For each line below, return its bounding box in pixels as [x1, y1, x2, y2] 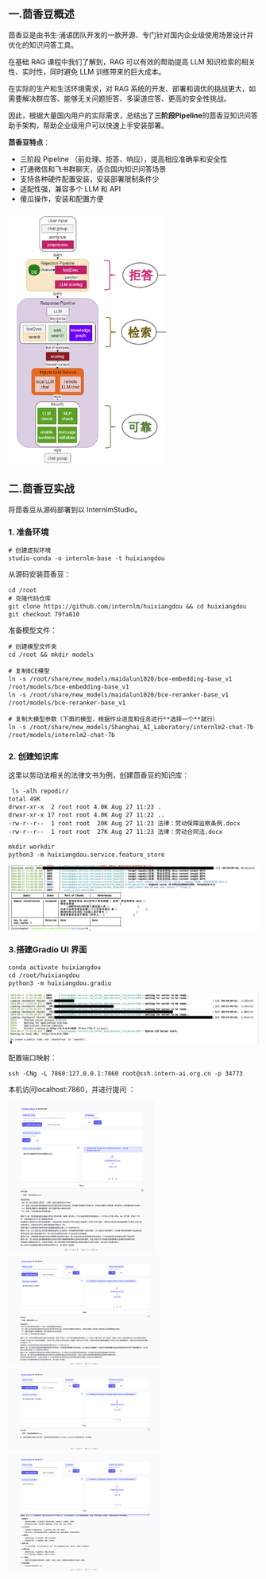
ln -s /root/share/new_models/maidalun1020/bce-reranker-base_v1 [8, 690, 229, 699]
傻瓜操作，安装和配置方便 [19, 194, 104, 203]
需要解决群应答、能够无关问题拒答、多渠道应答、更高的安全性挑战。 [8, 94, 231, 103]
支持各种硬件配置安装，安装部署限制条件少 [19, 174, 160, 183]
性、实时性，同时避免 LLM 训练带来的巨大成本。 [8, 67, 166, 76]
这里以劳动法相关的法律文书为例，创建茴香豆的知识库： [8, 770, 189, 780]
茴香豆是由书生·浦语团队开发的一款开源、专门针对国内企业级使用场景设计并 [8, 30, 254, 40]
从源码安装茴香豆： [8, 569, 71, 578]
